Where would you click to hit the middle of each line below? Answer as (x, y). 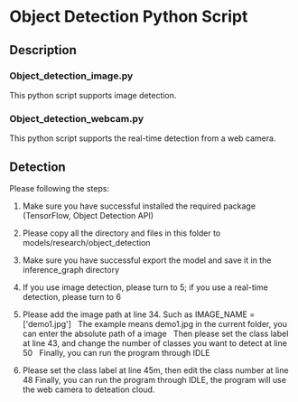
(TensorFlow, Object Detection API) (88, 215)
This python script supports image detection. (93, 95)
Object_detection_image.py (71, 76)
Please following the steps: (60, 188)
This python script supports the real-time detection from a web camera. (143, 138)
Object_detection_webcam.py (77, 118)
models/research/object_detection (86, 242)
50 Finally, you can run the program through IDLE (116, 352)
